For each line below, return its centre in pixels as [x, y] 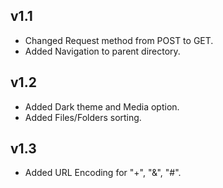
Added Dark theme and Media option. [102, 106]
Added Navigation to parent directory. [102, 51]
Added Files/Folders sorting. [83, 117]
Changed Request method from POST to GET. [119, 40]
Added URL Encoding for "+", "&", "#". [103, 173]
